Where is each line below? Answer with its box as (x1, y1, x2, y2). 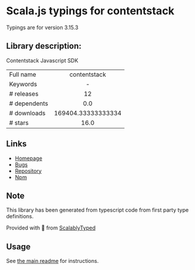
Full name (9, 70, 37, 79)
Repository (14, 167, 42, 174)
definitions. (6, 213, 34, 220)
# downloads (9, 109, 46, 117)
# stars (9, 118, 29, 127)
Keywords (9, 80, 38, 88)
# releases (9, 89, 39, 98)
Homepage (14, 155, 43, 162)
